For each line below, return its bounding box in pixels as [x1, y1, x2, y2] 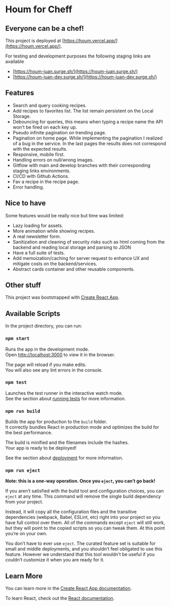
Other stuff [5, 281, 41, 290]
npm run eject [5, 468, 40, 474]
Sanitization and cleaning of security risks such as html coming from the [12, 238, 165, 245]
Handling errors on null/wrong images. [12, 156, 94, 163]
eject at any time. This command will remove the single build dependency [5, 493, 161, 499]
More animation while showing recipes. [12, 228, 95, 234]
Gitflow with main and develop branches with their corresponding [12, 162, 151, 168]
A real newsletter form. [12, 233, 61, 239]
